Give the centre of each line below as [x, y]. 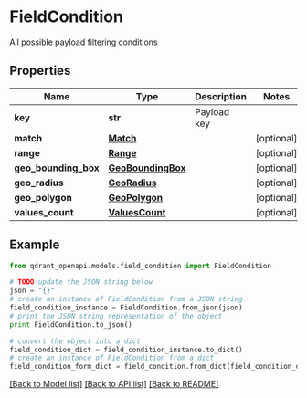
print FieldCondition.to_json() [71, 325]
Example [35, 245]
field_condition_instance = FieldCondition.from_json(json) [127, 308]
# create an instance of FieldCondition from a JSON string [127, 299]
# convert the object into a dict [75, 341]
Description [221, 96]
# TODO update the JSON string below [81, 282]
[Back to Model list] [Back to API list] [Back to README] [114, 384]
